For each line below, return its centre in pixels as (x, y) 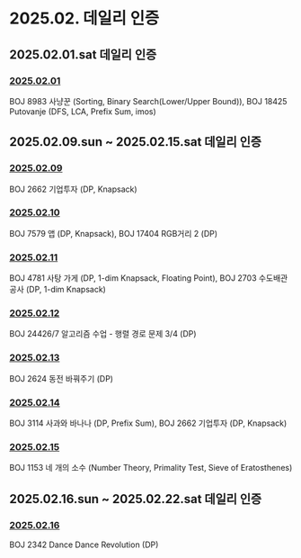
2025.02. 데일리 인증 (84, 18)
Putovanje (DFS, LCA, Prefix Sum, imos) (83, 111)
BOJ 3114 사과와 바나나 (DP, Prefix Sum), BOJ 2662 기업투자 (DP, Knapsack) (148, 423)
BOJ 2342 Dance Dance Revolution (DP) (84, 544)
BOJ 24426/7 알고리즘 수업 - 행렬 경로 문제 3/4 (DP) (103, 334)
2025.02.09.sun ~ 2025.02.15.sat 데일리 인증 (136, 142)
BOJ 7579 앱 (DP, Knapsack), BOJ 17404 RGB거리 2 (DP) (114, 233)
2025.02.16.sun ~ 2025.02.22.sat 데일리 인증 (136, 499)
